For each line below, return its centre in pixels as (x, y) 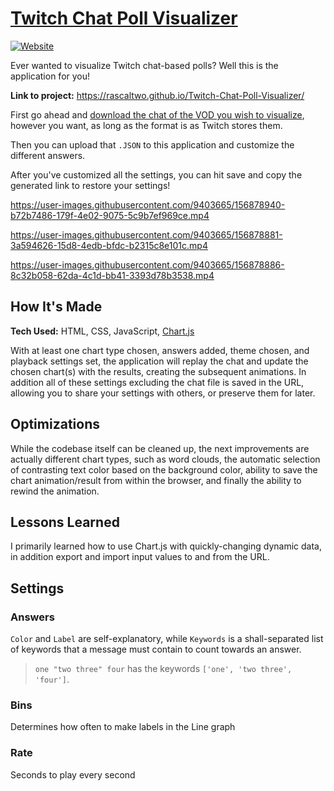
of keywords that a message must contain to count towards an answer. (156, 649)
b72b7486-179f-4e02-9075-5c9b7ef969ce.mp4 (110, 215)
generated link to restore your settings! (90, 185)
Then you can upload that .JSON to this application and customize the (152, 144)
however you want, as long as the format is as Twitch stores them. (146, 125)
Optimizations (55, 424)
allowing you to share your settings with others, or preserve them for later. (163, 393)
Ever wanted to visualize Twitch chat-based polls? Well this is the (144, 65)
